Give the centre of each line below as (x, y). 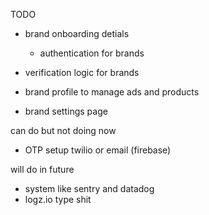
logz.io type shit (58, 199)
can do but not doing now (63, 130)
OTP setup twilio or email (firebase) (98, 150)
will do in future (42, 169)
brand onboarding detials (77, 33)
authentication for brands (92, 53)
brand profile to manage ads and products (112, 92)
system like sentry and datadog (89, 188)
